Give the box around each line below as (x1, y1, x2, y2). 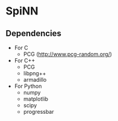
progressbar (23, 108, 55, 115)
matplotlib (23, 95, 49, 102)
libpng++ (23, 70, 46, 76)
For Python (14, 82, 42, 90)
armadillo (23, 76, 47, 83)
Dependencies (5, 28, 61, 39)
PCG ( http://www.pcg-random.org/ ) (23, 51, 113, 58)
